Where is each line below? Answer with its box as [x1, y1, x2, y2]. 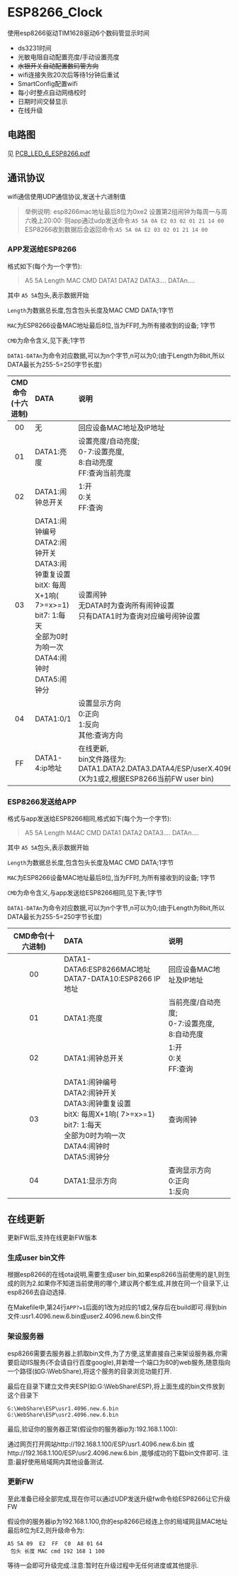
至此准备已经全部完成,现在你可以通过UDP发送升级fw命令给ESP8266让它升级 [7, 1494, 231, 1503]
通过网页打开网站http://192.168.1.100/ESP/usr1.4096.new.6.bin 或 [7, 1440, 195, 1448]
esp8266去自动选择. [7, 1288, 67, 1297]
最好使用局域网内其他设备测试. [15, 1457, 105, 1466]
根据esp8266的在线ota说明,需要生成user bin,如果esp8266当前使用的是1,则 [7, 1270, 225, 1279]
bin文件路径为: [78, 754, 126, 764]
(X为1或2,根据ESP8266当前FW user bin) [78, 773, 215, 783]
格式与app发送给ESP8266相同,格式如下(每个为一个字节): [7, 815, 172, 823]
